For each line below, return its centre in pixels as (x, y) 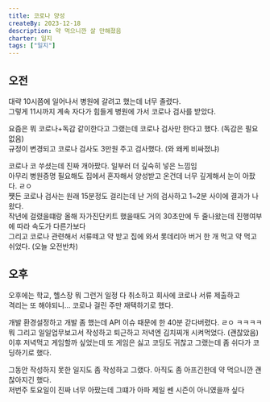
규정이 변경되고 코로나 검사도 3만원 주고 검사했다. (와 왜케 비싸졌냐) (114, 148)
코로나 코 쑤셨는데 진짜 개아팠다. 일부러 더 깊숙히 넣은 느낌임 (103, 165)
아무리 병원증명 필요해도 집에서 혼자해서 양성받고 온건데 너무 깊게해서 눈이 (125, 176)
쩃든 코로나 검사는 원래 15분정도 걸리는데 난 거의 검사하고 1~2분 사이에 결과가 (129, 196)
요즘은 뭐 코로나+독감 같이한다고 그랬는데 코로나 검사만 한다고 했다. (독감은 (126, 128)
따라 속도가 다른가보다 (51, 226)
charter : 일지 (30, 38)
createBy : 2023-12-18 (45, 23)
